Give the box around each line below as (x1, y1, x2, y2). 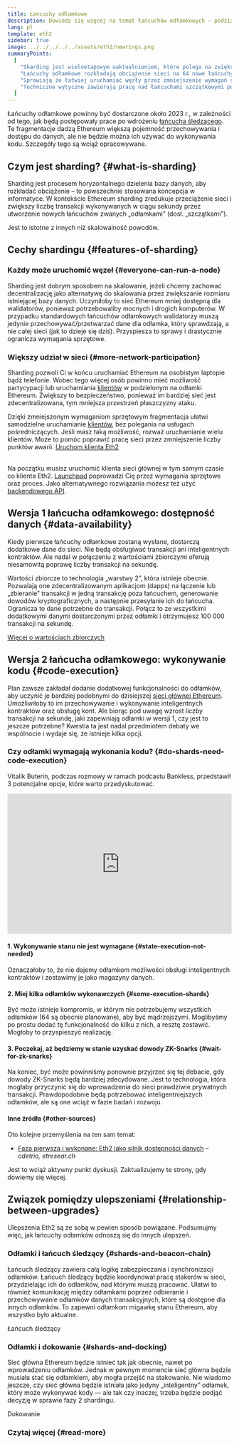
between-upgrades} (7, 1205, 100, 1217)
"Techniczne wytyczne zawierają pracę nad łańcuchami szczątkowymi (20, 83, 224, 90)
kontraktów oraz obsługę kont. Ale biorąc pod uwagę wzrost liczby (7, 706, 203, 715)
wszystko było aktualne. (7, 1310, 78, 1319)
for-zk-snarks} (7, 1052, 53, 1060)
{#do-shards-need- (154, 747, 225, 757)
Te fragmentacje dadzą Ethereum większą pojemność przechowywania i (7, 125, 221, 133)
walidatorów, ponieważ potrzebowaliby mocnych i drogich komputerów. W (7, 304, 225, 313)
